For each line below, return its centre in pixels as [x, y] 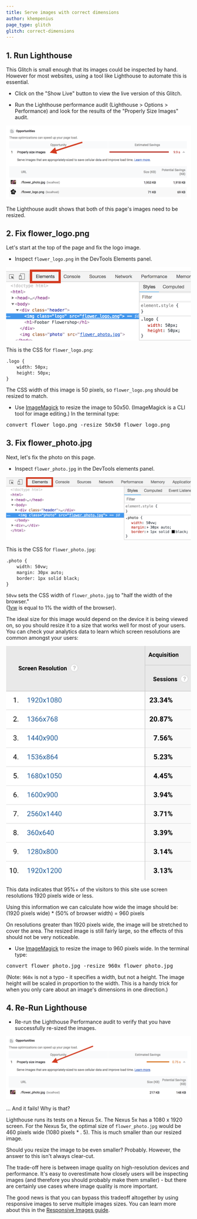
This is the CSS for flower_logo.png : [50, 350]
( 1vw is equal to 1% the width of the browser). [61, 608]
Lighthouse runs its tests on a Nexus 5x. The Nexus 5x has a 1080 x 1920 [94, 1120]
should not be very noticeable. [43, 937]
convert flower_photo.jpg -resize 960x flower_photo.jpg [90, 966]
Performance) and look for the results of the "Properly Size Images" [96, 111]
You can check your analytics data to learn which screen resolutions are [93, 632]
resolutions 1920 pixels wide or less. [50, 896]
